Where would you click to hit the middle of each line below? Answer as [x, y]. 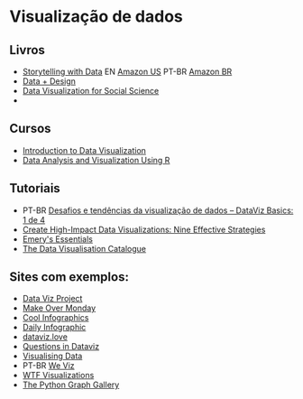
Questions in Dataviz [61, 347]
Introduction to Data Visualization [84, 150]
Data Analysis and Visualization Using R [96, 160]
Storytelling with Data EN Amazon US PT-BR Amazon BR [127, 71]
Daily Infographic [54, 328]
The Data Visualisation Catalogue [84, 248]
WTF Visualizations [58, 376]
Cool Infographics [55, 318]
